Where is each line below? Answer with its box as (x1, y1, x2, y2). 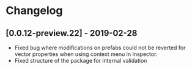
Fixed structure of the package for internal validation (14, 57, 147, 64)
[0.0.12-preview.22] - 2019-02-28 (6, 28, 138, 38)
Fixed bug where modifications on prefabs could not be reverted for (14, 44, 186, 51)
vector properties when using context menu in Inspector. (14, 51, 158, 58)
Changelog (6, 4, 63, 18)
